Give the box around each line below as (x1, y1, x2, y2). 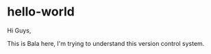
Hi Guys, (7, 26, 32, 34)
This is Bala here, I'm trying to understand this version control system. (7, 39, 205, 47)
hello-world (7, 4, 75, 20)
